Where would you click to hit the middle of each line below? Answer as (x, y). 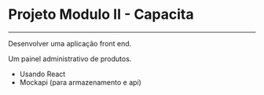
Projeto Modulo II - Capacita (101, 15)
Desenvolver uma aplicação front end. (70, 43)
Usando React (42, 74)
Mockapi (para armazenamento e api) (80, 82)
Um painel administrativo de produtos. (70, 58)
